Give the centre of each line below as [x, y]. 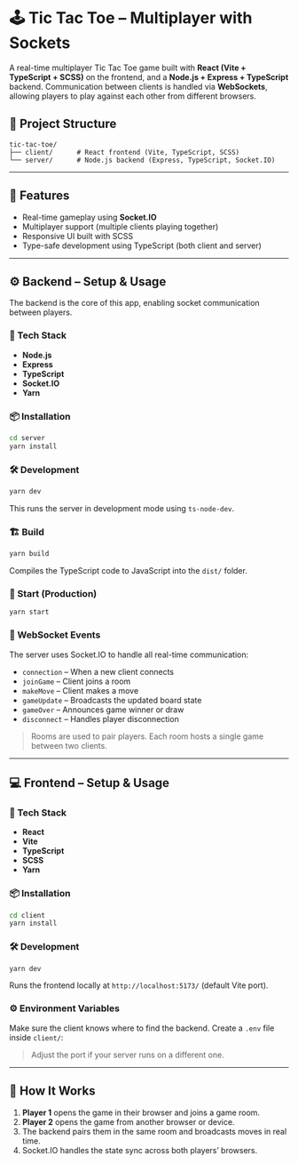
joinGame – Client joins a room [76, 681]
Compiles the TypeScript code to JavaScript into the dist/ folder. [129, 571]
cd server [27, 438]
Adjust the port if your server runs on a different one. [127, 1055]
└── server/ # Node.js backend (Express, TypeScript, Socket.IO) [142, 160]
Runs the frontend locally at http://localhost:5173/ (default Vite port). [139, 985]
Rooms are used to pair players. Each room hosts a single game [147, 736]
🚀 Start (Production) [53, 593]
